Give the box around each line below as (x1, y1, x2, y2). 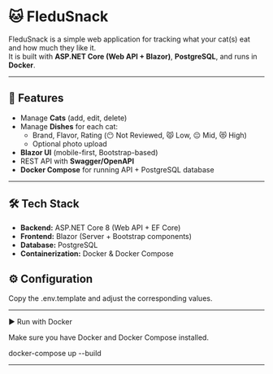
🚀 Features (8, 91, 64, 105)
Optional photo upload (32, 138, 107, 149)
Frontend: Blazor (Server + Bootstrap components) (19, 231, 193, 241)
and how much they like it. (8, 42, 97, 52)
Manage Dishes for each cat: (19, 121, 119, 131)
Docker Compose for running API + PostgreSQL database (19, 164, 214, 174)
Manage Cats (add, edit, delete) (19, 113, 128, 123)
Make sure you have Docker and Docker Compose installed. (8, 333, 210, 342)
